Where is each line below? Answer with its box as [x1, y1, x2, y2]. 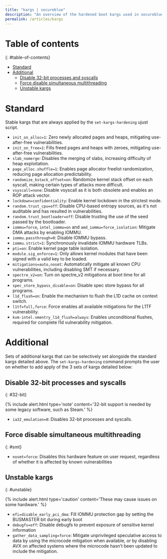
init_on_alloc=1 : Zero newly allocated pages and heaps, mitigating [12, 134, 151, 140]
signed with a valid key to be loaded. [12, 256, 88, 262]
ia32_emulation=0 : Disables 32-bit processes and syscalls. [12, 417, 133, 422]
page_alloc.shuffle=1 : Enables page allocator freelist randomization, [12, 166, 154, 172]
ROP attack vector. [12, 192, 51, 198]
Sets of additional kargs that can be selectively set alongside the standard [5, 353, 157, 359]
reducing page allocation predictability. [12, 171, 93, 177]
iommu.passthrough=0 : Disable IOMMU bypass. [12, 235, 107, 241]
